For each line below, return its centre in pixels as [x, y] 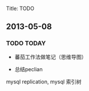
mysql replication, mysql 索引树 [44, 82]
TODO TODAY [26, 43]
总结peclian [28, 69]
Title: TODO [20, 8]
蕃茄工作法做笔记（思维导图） [50, 57]
